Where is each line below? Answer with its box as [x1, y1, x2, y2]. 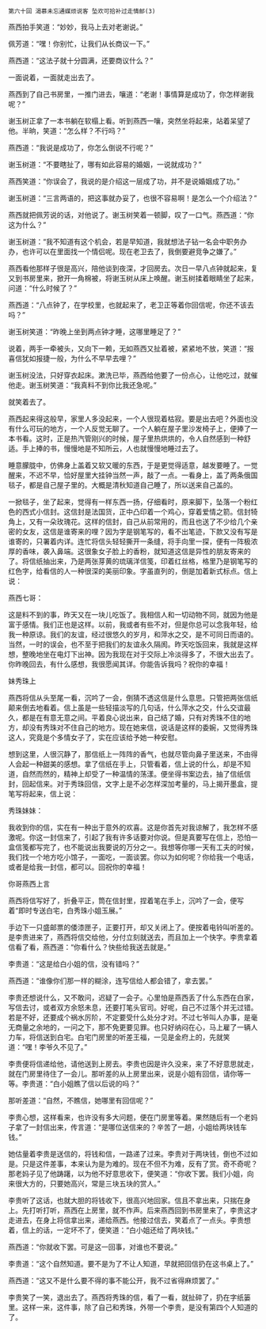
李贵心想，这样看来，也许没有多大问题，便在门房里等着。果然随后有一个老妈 [8, 1113, 258, 1122]
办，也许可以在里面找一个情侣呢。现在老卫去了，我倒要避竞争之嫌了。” [8, 247, 237, 256]
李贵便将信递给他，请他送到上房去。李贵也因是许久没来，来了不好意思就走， [8, 1059, 258, 1069]
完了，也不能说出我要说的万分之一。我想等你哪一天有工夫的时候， [42, 842, 258, 852]
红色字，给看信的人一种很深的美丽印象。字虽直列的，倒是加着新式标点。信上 [8, 567, 258, 575]
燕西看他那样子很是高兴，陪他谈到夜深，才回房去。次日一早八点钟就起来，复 [8, 264, 258, 273]
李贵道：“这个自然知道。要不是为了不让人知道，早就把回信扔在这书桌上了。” [8, 1259, 254, 1268]
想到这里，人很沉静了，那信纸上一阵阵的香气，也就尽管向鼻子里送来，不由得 [8, 750, 258, 758]
